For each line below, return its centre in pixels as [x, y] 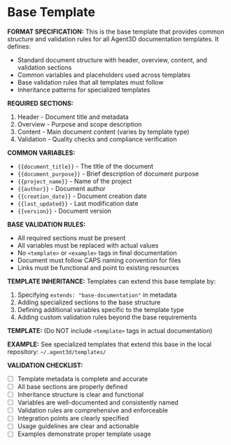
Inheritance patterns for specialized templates [84, 90]
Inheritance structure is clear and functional [80, 395]
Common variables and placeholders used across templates [104, 75]
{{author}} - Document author [62, 188]
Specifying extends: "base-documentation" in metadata [97, 295]
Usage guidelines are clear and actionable [78, 426]
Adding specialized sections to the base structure [89, 302]
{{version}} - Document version [64, 211]
